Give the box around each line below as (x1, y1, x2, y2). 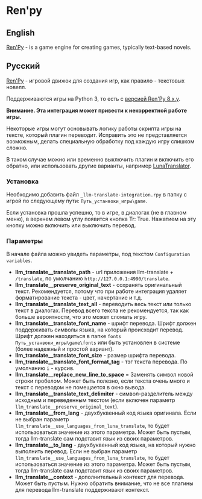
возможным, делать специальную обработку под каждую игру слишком (6, 137, 195, 145)
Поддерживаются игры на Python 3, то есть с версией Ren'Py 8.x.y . (6, 95, 181, 102)
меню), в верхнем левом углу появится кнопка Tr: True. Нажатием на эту (6, 215, 197, 223)
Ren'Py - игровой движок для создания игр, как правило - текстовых (6, 77, 185, 84)
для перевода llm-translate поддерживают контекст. (14, 486, 150, 494)
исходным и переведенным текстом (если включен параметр (14, 397, 175, 404)
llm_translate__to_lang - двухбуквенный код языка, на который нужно (14, 441, 196, 449)
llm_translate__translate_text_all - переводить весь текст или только (14, 301, 192, 308)
